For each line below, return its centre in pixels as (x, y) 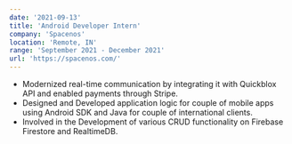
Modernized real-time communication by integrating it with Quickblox (149, 84)
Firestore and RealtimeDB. (70, 131)
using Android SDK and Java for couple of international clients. (138, 112)
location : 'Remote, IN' (53, 42)
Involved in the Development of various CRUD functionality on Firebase (153, 122)
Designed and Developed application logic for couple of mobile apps (148, 103)
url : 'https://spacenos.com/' (65, 59)
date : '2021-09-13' (45, 17)
